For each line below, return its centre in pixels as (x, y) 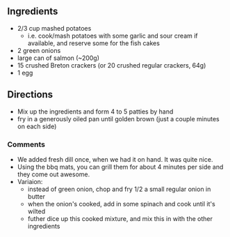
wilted (36, 211)
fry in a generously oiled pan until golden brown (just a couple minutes (118, 118)
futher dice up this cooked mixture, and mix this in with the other (120, 218)
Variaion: (30, 181)
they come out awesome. (54, 174)
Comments (26, 144)
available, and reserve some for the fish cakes (93, 43)
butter (36, 196)
